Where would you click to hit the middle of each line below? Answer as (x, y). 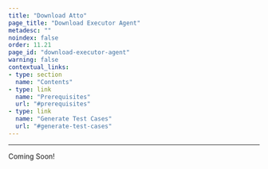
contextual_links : (39, 67)
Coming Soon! (32, 156)
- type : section (35, 75)
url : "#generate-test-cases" (64, 126)
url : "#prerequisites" (53, 104)
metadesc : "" (30, 30)
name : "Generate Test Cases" (64, 119)
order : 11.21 (30, 45)
